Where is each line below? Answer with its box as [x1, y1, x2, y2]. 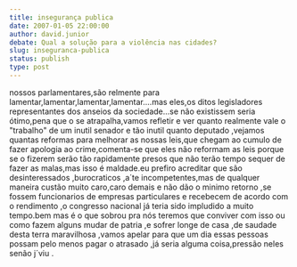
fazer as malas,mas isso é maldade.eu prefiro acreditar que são [9, 162, 243, 174]
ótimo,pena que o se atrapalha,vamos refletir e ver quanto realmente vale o [9, 115, 286, 125]
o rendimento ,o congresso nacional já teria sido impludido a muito [9, 200, 254, 211]
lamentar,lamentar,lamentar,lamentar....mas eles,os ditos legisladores [9, 96, 263, 107]
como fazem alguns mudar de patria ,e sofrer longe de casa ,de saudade [9, 219, 277, 230]
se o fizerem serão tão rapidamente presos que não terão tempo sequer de [9, 153, 285, 164]
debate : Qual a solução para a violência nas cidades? [9, 37, 218, 47]
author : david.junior [9, 29, 90, 38]
